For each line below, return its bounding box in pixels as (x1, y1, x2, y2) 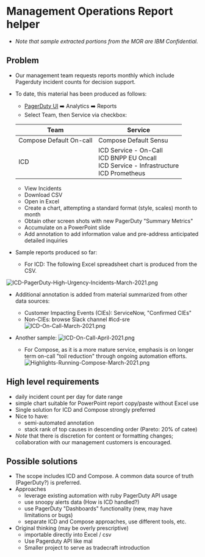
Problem (6, 55, 40, 66)
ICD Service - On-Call (98, 146, 163, 154)
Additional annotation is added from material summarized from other (15, 290, 188, 298)
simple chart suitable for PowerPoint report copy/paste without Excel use (15, 400, 199, 407)
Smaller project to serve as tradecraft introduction (24, 544, 150, 551)
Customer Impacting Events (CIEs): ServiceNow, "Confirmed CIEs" (24, 309, 192, 316)
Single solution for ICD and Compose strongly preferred (15, 406, 156, 413)
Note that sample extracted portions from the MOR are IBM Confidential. (15, 37, 198, 45)
